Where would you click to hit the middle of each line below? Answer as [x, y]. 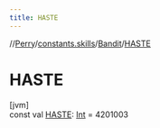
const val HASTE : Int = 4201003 [69, 114]
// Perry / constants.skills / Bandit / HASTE [80, 43]
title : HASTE [34, 18]
